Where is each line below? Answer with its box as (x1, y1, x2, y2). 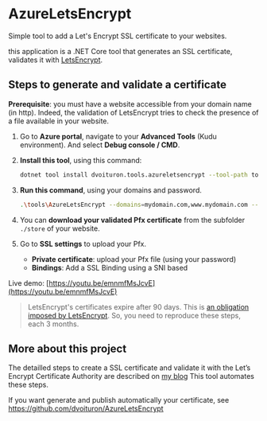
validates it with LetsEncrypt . (8, 55, 103, 64)
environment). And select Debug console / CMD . (19, 140, 180, 150)
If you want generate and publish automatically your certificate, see (8, 396, 230, 405)
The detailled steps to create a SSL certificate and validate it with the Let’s (8, 363, 251, 372)
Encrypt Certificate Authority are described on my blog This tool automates (8, 372, 254, 381)
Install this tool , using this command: (19, 155, 142, 165)
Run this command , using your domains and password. (19, 185, 203, 195)
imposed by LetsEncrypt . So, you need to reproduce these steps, (27, 310, 241, 320)
